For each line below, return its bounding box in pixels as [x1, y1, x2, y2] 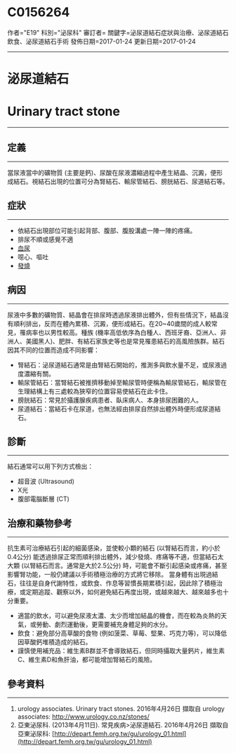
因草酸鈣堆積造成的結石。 [17, 638, 92, 646]
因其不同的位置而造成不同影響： [7, 346, 100, 354]
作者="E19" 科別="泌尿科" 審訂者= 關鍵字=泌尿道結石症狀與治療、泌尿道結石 [7, 28, 229, 37]
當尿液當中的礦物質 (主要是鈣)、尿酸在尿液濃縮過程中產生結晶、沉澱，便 [7, 168, 217, 176]
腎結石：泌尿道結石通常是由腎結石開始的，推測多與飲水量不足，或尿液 [17, 360, 221, 369]
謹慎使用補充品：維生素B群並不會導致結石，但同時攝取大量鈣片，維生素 [17, 647, 225, 655]
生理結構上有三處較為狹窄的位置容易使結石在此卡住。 [17, 387, 172, 395]
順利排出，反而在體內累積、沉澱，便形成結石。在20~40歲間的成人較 [13, 319, 212, 327]
